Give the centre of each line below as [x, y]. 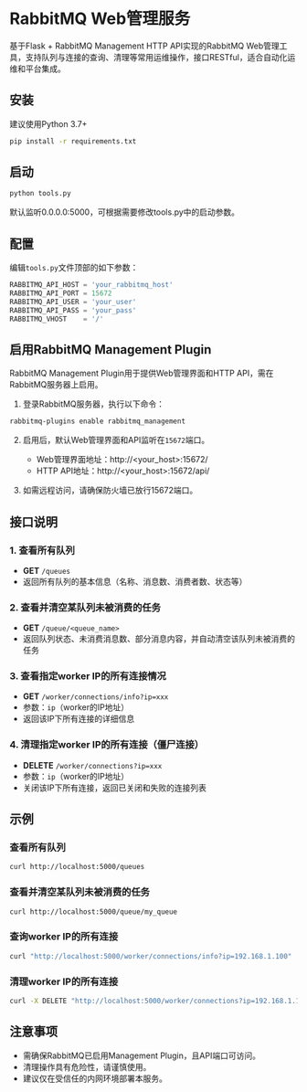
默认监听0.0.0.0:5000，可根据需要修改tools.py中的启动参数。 [125, 212]
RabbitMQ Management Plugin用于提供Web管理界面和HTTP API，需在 [142, 373]
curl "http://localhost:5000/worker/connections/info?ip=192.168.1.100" [151, 956]
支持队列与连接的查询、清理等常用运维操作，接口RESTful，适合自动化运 [160, 57]
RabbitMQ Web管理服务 [100, 19]
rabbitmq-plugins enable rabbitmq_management [97, 421]
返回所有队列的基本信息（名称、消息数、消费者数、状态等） [135, 581]
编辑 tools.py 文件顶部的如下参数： [74, 268]
